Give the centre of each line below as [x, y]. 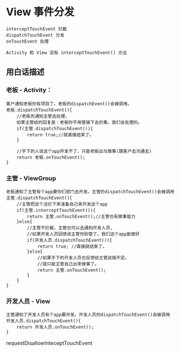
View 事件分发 [40, 12]
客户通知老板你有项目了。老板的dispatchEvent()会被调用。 [69, 104]
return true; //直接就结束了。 [72, 246]
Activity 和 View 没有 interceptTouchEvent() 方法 [66, 53]
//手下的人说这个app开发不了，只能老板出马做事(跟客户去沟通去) [84, 151]
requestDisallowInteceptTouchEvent [49, 343]
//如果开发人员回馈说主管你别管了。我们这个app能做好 [83, 234]
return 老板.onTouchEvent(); [51, 157]
